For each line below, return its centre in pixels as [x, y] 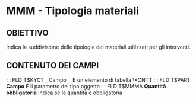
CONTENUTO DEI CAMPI [53, 66]
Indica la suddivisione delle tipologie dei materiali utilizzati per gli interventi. [99, 47]
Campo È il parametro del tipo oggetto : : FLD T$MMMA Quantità [86, 86]
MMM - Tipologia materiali [73, 11]
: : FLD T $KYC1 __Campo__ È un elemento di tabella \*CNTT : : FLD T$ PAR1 [98, 80]
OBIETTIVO [27, 33]
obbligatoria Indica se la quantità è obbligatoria [64, 93]
